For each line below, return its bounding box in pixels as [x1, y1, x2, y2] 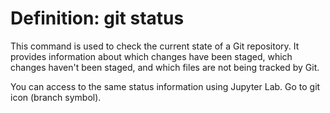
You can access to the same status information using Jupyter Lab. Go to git [10, 80, 321, 92]
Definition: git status [10, 7, 185, 30]
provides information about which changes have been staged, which [10, 50, 293, 62]
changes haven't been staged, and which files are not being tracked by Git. [10, 61, 320, 73]
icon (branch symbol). [10, 91, 102, 103]
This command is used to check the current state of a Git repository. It [10, 40, 300, 52]
